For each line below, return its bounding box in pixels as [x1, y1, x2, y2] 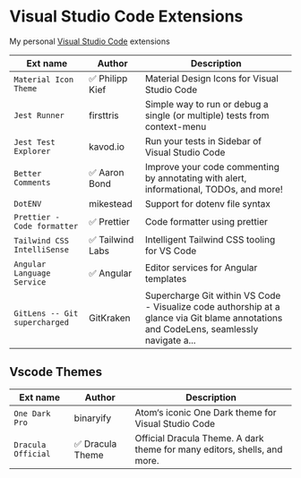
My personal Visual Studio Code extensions [9, 36, 170, 47]
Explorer [13, 146, 51, 156]
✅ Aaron [89, 166, 125, 178]
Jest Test [13, 137, 56, 147]
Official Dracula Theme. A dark [134, 431, 264, 444]
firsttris [89, 109, 119, 122]
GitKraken [89, 312, 132, 324]
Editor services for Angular [144, 261, 258, 274]
